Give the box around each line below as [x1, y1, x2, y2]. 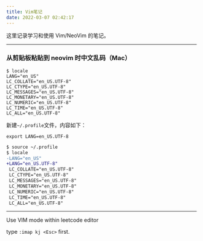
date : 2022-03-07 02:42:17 [6, 14, 74, 20]
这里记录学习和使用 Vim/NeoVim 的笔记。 [6, 31, 109, 39]
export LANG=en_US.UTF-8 [6, 133, 69, 139]
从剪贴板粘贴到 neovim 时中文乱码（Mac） [6, 54, 131, 62]
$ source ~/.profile [6, 144, 59, 150]
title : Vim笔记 [6, 8, 43, 15]
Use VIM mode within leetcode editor [6, 216, 99, 224]
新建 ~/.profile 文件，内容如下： [6, 121, 86, 128]
